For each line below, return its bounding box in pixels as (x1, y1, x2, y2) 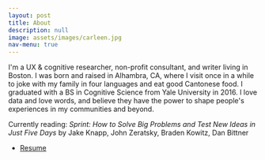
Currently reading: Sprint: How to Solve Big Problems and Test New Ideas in (8, 120, 256, 129)
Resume (19, 143, 47, 153)
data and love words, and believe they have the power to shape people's (8, 96, 245, 106)
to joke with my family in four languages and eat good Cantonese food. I (8, 80, 244, 89)
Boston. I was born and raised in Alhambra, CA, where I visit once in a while (8, 71, 255, 80)
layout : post (8, 11, 51, 20)
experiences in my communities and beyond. (8, 104, 154, 114)
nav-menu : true (8, 41, 59, 49)
